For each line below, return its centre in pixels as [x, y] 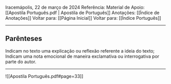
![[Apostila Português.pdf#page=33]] [44, 76]
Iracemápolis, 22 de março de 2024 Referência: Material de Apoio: [75, 7]
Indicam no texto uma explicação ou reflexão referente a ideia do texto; [80, 51]
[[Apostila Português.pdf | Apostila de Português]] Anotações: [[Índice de [82, 13]
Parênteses [24, 39]
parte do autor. [21, 61]
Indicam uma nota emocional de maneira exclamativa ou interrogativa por [82, 56]
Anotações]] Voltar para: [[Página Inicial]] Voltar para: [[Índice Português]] [83, 18]
